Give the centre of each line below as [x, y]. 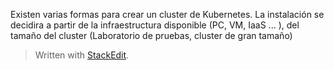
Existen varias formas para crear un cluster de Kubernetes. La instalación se [167, 14]
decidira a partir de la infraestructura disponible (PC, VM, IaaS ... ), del [155, 25]
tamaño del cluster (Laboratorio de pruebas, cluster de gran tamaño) [151, 35]
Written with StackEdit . [82, 55]
